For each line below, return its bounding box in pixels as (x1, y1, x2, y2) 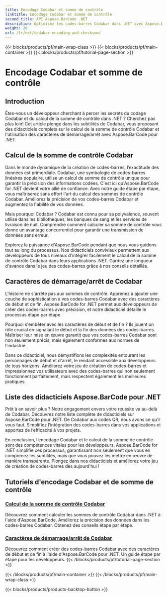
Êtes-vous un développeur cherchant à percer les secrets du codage (5, 110, 146, 116)
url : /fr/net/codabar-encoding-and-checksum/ (5, 30, 101, 35)
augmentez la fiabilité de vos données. (5, 201, 84, 207)
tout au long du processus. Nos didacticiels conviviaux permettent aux (5, 247, 150, 253)
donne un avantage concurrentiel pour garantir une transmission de (5, 227, 144, 233)
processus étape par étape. (5, 311, 62, 317)
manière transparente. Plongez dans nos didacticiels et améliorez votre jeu (5, 458, 158, 464)
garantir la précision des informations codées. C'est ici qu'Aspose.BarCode (5, 180, 159, 186)
